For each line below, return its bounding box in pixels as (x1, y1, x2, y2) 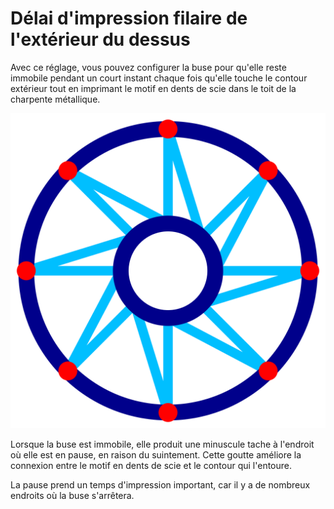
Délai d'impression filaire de (10, 7, 248, 30)
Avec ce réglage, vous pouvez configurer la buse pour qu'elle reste (10, 61, 287, 73)
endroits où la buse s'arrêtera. (10, 489, 135, 501)
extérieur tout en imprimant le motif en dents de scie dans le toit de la (10, 82, 297, 94)
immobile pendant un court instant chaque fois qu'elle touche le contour (10, 72, 308, 84)
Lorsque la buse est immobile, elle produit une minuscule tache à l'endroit (10, 438, 315, 450)
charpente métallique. (10, 93, 101, 105)
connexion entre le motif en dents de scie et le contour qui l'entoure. (10, 459, 293, 471)
